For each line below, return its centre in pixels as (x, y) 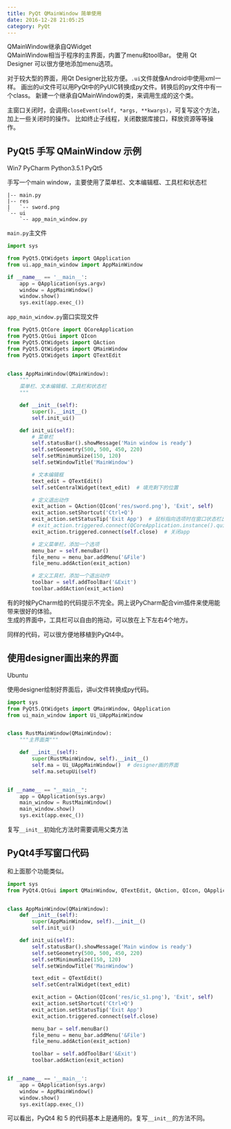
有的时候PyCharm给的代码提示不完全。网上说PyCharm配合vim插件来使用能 (114, 603)
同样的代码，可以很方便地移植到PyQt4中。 (67, 634)
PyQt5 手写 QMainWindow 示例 (75, 151)
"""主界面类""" (39, 740)
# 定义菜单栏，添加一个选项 (66, 544)
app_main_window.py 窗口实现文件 (53, 317)
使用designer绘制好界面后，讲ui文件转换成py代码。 (80, 689)
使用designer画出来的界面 (63, 658)
